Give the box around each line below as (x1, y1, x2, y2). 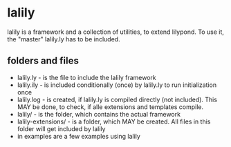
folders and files (7, 55, 80, 67)
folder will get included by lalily (17, 124, 106, 133)
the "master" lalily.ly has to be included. (7, 35, 120, 43)
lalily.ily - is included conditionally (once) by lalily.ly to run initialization (17, 81, 216, 89)
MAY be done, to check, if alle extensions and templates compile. (17, 102, 204, 111)
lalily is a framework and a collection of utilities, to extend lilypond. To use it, (7, 28, 225, 36)
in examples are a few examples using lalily (17, 132, 140, 140)
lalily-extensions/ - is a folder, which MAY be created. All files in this (17, 117, 211, 126)
